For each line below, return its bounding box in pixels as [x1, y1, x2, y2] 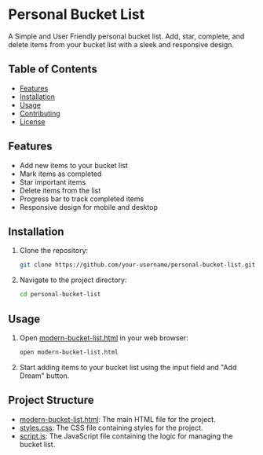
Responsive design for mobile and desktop [19, 202, 159, 211]
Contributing [19, 108, 60, 118]
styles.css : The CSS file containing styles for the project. [19, 423, 203, 432]
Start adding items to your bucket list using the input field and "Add [19, 362, 237, 372]
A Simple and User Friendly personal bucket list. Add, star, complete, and [8, 31, 245, 41]
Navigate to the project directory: [19, 275, 127, 284]
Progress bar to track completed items [19, 194, 144, 204]
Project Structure [8, 394, 94, 407]
